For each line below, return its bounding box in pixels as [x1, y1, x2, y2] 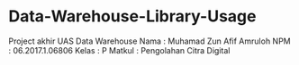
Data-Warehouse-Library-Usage [8, 6, 257, 27]
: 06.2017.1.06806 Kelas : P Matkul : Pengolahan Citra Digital [8, 45, 231, 55]
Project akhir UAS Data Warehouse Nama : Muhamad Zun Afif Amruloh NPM [8, 36, 291, 46]
